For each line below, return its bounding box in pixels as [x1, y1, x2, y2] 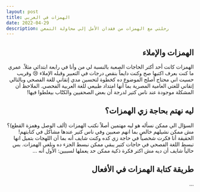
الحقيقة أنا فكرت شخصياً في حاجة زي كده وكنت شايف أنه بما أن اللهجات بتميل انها [13, 134, 194, 141]
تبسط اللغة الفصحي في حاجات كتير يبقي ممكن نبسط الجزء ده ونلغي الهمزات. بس [12, 141, 194, 148]
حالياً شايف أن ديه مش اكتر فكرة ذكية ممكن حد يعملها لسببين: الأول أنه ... [32, 147, 194, 154]
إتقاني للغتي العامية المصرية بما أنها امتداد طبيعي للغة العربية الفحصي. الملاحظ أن [15, 82, 194, 89]
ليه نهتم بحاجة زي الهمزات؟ [105, 106, 194, 116]
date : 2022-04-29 [6, 20, 49, 26]
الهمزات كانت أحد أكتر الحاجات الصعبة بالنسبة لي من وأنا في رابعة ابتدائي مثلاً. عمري [8, 63, 194, 70]
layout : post [6, 8, 39, 15]
